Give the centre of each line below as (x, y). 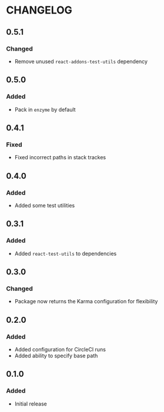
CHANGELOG (39, 10)
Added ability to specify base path (56, 356)
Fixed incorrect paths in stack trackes (60, 158)
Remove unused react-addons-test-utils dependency (81, 61)
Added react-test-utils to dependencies (66, 253)
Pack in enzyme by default (45, 109)
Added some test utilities (45, 205)
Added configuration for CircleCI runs (60, 349)
